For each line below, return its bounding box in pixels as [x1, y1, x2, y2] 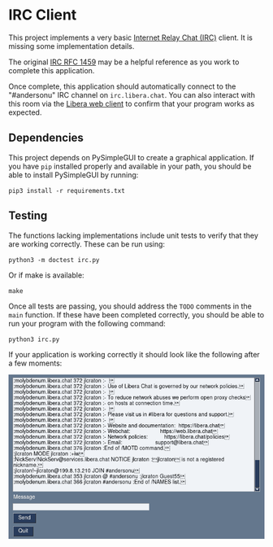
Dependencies [8, 131, 84, 145]
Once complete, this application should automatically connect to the [8, 81, 236, 91]
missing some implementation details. [8, 41, 135, 50]
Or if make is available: [8, 270, 84, 280]
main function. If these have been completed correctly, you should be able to [8, 309, 265, 319]
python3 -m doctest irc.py [8, 256, 100, 264]
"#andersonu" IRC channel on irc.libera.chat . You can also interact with [8, 90, 256, 99]
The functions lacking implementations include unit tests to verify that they [8, 230, 258, 240]
